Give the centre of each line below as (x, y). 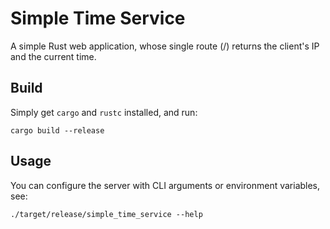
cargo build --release (57, 130)
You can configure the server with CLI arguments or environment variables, (165, 185)
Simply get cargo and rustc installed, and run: (104, 112)
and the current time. (53, 56)
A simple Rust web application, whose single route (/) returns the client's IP (165, 46)
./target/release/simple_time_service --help (106, 214)
